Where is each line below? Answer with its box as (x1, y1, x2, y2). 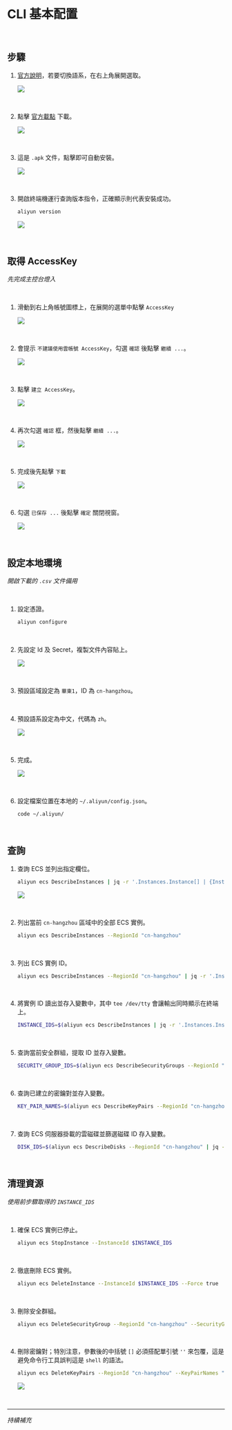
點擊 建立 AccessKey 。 (17, 385, 79, 394)
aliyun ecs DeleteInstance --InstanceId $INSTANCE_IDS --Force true (17, 1280, 219, 1287)
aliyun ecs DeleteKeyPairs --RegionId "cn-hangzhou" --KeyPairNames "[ (17, 1370, 228, 1377)
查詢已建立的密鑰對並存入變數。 (17, 1089, 108, 1097)
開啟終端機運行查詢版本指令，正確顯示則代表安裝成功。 (17, 194, 175, 203)
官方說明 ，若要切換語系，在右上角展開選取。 (17, 71, 145, 80)
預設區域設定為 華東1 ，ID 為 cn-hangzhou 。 (17, 686, 137, 695)
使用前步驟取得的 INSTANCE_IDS (7, 1198, 95, 1206)
